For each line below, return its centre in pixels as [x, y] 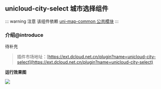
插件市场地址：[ [32, 57]
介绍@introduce [24, 35]
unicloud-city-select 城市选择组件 [57, 9]
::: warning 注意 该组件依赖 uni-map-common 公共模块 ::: [62, 21]
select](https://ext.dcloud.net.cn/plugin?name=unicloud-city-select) [85, 62]
